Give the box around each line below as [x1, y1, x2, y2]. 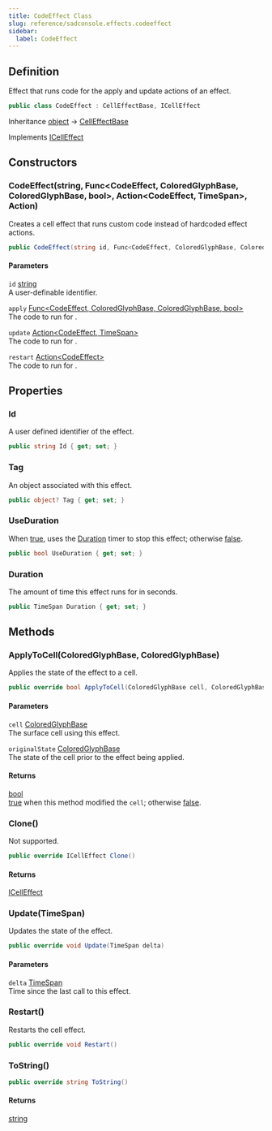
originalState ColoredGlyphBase [8, 744, 121, 753]
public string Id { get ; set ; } [8, 442, 117, 451]
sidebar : [8, 27, 38, 35]
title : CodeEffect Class [8, 11, 92, 20]
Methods [8, 625, 55, 639]
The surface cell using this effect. [8, 727, 121, 737]
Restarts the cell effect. [8, 1025, 87, 1034]
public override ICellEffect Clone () [8, 852, 136, 861]
